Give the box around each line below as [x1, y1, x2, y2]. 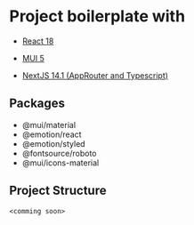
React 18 [21, 36, 54, 46]
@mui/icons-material [21, 157, 100, 168]
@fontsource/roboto [21, 148, 97, 158]
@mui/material [21, 119, 77, 130]
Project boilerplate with [9, 6, 185, 27]
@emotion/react [21, 129, 82, 140]
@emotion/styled [21, 138, 86, 149]
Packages [9, 96, 65, 111]
